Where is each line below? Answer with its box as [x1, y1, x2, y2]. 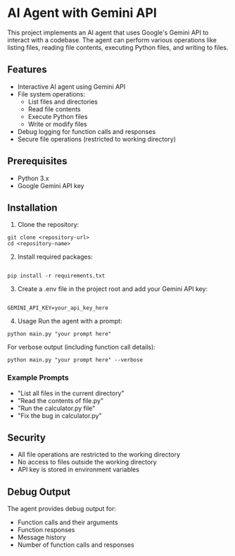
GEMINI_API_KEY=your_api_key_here [7, 304, 109, 311]
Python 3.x [17, 174, 49, 183]
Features [7, 63, 47, 75]
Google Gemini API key [17, 181, 84, 190]
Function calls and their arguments [17, 518, 118, 526]
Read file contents [27, 104, 81, 113]
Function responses [17, 526, 75, 534]
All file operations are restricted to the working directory [17, 450, 181, 459]
